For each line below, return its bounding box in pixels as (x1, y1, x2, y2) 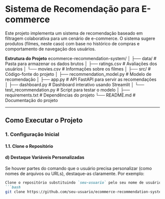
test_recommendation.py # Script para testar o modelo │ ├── (5, 87, 130, 93)
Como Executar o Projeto (5, 116, 83, 125)
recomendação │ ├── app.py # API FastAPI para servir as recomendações (5, 76, 157, 82)
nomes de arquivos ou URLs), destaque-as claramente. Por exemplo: (5, 171, 145, 177)
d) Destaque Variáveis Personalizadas (5, 154, 84, 161)
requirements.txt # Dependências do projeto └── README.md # (5, 92, 136, 98)
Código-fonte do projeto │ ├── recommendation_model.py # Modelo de (5, 71, 152, 77)
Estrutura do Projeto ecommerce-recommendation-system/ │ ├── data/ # (5, 55, 157, 61)
